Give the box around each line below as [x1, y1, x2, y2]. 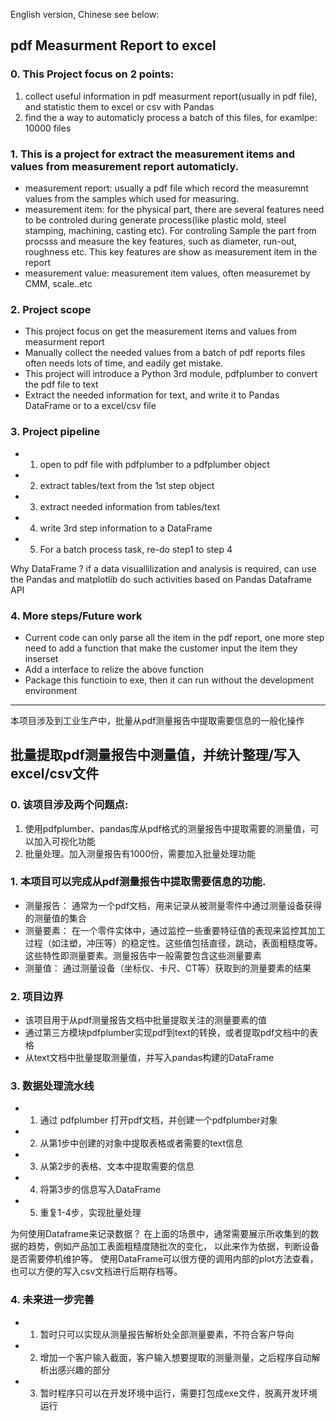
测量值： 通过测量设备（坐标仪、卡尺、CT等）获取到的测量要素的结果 [24, 962, 312, 974]
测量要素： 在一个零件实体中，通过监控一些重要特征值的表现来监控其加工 [24, 924, 326, 936]
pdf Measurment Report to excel [10, 37, 217, 54]
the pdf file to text [24, 379, 99, 391]
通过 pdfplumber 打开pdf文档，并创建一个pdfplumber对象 [39, 1114, 278, 1126]
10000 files [24, 122, 72, 134]
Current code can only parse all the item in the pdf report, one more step [24, 631, 325, 643]
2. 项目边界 [10, 989, 64, 1003]
